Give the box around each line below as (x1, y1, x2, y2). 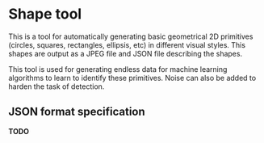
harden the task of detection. (8, 82, 105, 91)
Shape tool (8, 5, 82, 23)
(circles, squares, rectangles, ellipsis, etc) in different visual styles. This (8, 40, 246, 49)
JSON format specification (8, 105, 145, 119)
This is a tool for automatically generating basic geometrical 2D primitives (8, 32, 254, 41)
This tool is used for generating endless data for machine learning (8, 64, 228, 74)
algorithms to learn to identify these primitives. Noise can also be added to (8, 73, 257, 82)
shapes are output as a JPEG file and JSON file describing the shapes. (8, 48, 243, 58)
